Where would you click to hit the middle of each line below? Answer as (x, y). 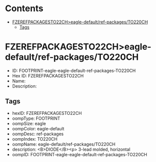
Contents (24, 9)
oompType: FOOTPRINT (36, 118)
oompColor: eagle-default (38, 128)
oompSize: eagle (29, 123)
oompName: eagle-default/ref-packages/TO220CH (64, 144)
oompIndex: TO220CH (35, 139)
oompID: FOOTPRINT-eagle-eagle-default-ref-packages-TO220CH (79, 154)
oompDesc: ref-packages (38, 134)
